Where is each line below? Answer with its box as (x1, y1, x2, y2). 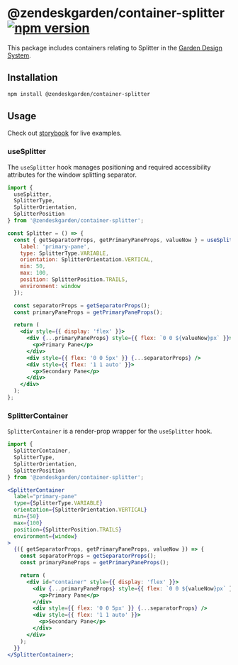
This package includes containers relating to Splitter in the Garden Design (7, 43, 223, 52)
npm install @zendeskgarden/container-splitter (7, 90, 151, 97)
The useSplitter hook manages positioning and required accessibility (7, 163, 211, 171)
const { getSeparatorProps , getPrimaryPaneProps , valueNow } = (13, 236, 204, 243)
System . (7, 51, 32, 60)
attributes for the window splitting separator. (7, 170, 137, 179)
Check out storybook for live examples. (7, 129, 123, 138)
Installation (7, 72, 58, 84)
